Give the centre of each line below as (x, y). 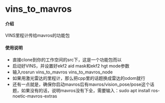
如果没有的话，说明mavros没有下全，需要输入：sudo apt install (86, 90)
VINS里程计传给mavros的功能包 (38, 35)
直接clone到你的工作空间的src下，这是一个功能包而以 (67, 60)
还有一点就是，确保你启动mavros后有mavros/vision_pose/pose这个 (81, 84)
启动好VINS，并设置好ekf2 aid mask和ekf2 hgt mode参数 (71, 66)
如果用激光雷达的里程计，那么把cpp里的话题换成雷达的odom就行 (79, 78)
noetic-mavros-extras (35, 96)
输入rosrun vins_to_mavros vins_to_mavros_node (62, 72)
